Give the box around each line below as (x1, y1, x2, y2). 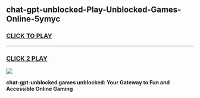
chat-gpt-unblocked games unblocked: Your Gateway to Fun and (6, 78, 170, 86)
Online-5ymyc (6, 14, 61, 24)
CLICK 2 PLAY (6, 54, 48, 62)
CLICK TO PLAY (6, 32, 52, 40)
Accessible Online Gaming (6, 85, 73, 92)
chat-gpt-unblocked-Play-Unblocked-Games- (6, 5, 182, 15)
